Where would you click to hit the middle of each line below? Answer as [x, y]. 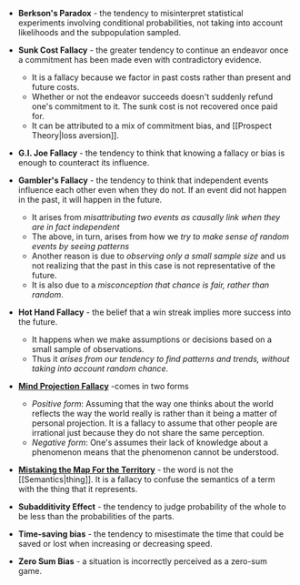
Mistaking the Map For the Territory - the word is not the [125, 469]
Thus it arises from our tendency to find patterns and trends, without [160, 359]
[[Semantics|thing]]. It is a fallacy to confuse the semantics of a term [146, 479]
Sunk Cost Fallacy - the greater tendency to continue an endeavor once [153, 50]
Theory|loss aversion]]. [75, 135]
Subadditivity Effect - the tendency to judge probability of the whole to [152, 507]
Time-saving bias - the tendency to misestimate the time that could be [151, 534]
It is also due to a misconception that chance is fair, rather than [150, 285]
